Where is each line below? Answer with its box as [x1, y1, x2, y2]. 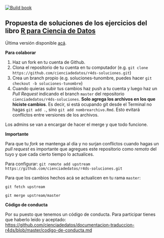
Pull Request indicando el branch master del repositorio [12, 91, 124, 97]
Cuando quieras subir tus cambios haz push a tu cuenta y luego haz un [12, 85, 158, 91]
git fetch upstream [5, 184, 45, 189]
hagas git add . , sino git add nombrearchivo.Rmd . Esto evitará [12, 107, 140, 113]
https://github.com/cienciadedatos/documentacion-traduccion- [5, 222, 135, 228]
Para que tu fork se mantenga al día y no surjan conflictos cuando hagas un [5, 140, 159, 146]
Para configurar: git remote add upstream [5, 161, 90, 167]
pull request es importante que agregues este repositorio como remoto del [5, 146, 157, 152]
